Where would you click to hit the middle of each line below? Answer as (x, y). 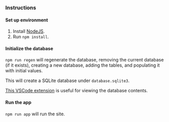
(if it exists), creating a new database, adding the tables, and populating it (82, 65)
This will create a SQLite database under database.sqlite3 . (67, 80)
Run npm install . (31, 37)
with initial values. (24, 71)
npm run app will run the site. (35, 114)
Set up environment (27, 20)
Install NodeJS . (29, 31)
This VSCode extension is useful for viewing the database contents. (77, 91)
